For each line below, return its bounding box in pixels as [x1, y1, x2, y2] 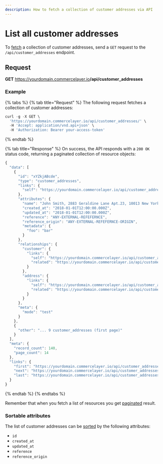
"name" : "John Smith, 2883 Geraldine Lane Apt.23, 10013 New [22, 201, 149, 206]
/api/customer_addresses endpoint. [5, 49, 75, 55]
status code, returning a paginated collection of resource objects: [5, 151, 136, 157]
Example [5, 89, 26, 95]
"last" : [14, 373, 29, 378]
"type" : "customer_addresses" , [17, 178, 81, 183]
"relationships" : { [17, 242, 57, 247]
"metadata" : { [22, 224, 51, 229]
